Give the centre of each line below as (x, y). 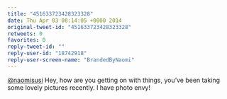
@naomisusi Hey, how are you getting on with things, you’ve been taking (113, 80)
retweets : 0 (25, 34)
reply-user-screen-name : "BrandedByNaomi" (71, 60)
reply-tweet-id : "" (36, 47)
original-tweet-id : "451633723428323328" (70, 27)
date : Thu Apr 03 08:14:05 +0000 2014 (65, 21)
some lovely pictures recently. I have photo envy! (79, 87)
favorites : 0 (27, 40)
